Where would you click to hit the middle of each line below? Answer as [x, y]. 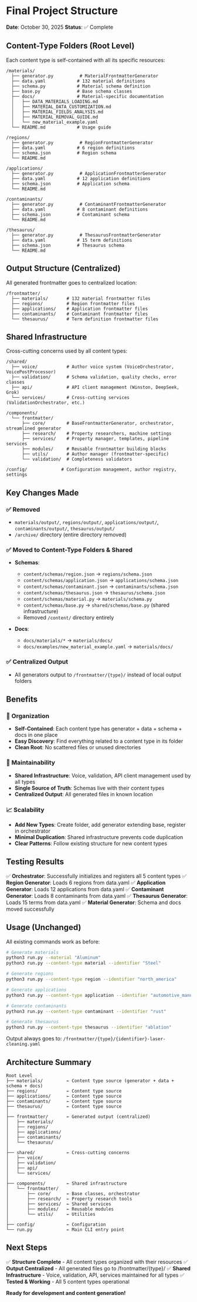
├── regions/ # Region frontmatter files [73, 303]
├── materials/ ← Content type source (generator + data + [90, 1081]
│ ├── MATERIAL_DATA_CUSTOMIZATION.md [61, 107]
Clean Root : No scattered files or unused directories [78, 748]
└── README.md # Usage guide [61, 127]
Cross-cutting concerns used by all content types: [67, 351]
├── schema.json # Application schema [71, 184]
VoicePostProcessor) [31, 372]
